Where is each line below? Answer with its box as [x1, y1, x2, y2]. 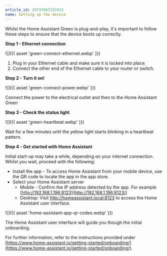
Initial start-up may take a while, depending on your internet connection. [5, 153, 154, 159]
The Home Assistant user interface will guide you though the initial [5, 219, 142, 225]
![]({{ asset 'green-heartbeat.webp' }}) [5, 119, 84, 125]
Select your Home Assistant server [12, 179, 84, 185]
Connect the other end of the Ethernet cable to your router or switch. [12, 65, 154, 71]
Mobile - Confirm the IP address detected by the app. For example [19, 184, 156, 190]
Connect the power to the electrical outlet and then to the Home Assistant [5, 94, 157, 100]
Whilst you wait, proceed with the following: [5, 158, 95, 165]
